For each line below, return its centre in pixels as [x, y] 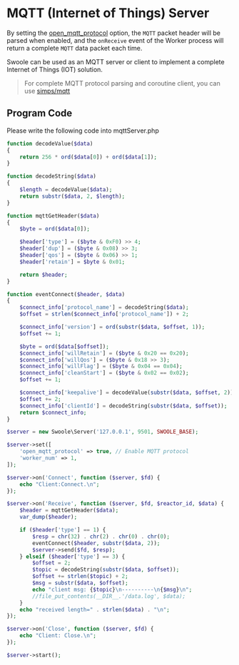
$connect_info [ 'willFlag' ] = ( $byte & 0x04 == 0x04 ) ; [101, 366]
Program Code [40, 113]
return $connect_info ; [53, 412]
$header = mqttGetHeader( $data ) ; [69, 511]
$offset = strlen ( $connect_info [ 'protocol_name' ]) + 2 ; [105, 314]
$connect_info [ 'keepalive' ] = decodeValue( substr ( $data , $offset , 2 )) [127, 392]
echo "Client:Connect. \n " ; [60, 484]
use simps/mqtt [47, 91]
